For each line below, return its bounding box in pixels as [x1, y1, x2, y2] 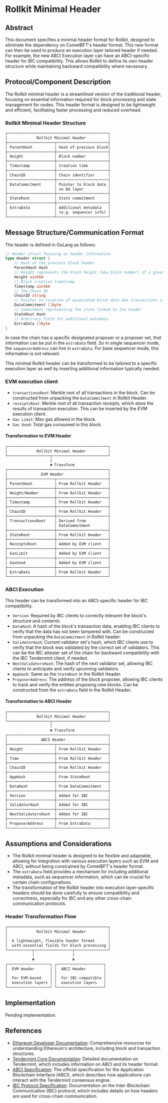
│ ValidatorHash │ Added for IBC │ [5, 802, 111, 807]
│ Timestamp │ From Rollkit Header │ [5, 500, 111, 505]
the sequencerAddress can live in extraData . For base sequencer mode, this [5, 345, 159, 351]
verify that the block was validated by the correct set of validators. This [12, 644, 159, 650]
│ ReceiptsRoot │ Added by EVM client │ [5, 542, 111, 547]
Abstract [5, 24, 33, 32]
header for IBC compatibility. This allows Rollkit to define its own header [5, 58, 153, 64]
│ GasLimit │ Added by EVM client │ [5, 551, 111, 556]
